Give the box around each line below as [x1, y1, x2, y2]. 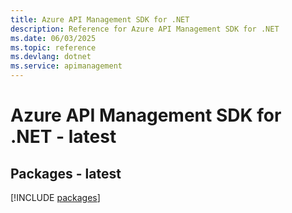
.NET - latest [10, 126, 117, 148]
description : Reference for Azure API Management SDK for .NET [10, 24, 280, 34]
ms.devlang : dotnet [10, 52, 92, 62]
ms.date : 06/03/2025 [10, 33, 97, 43]
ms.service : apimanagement [10, 61, 123, 71]
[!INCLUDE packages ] [10, 192, 101, 203]
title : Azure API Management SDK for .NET [10, 14, 190, 25]
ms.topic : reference [10, 42, 97, 53]
